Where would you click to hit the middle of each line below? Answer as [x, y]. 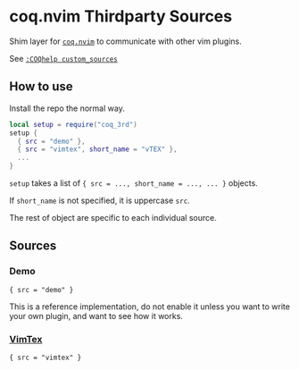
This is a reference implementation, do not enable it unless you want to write [149, 307]
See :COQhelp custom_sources [63, 58]
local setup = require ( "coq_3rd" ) [74, 124]
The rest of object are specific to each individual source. [113, 218]
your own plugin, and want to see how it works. [96, 315]
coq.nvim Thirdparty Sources [121, 17]
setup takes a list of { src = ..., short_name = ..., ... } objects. [134, 183]
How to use [41, 87]
